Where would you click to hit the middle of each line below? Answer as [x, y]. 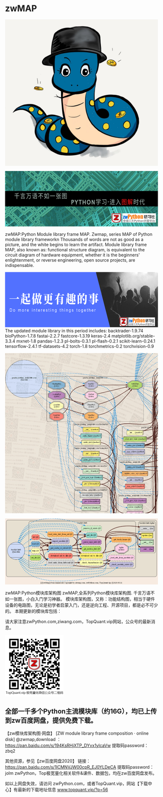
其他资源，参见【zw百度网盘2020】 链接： [48, 761]
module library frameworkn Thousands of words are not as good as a [74, 239]
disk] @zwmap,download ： [33, 739]
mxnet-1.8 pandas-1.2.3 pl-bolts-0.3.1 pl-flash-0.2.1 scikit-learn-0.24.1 [86, 341]
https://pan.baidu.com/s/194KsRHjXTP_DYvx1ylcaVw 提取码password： [77, 745]
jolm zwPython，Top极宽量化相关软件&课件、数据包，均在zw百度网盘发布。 [81, 773]
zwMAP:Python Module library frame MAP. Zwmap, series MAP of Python [79, 234]
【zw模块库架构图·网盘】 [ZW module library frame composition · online [77, 733]
